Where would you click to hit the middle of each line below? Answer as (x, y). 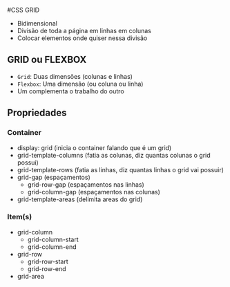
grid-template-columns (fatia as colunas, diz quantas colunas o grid (114, 155)
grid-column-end (52, 247)
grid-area (31, 276)
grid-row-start (48, 261)
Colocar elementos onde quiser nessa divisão (82, 38)
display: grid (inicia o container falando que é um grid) (94, 147)
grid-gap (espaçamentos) (54, 177)
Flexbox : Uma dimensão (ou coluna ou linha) (80, 84)
